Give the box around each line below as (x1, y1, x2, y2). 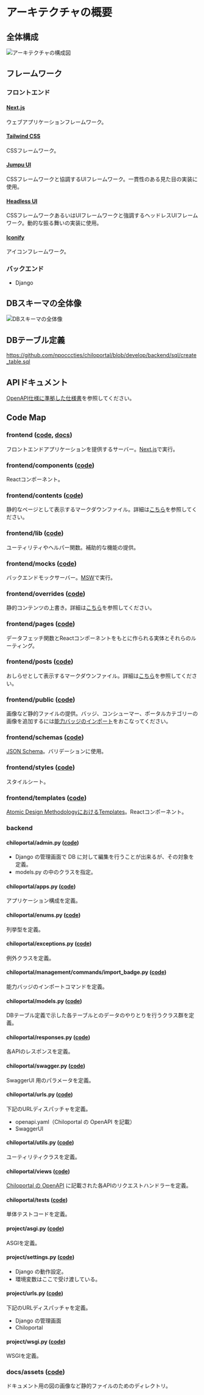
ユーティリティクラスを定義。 (6, 1153, 81, 1160)
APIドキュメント (6, 377, 68, 388)
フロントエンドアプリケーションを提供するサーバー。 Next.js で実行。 (6, 445, 178, 453)
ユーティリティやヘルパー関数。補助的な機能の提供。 (6, 544, 139, 551)
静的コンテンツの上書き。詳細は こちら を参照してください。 (6, 604, 155, 611)
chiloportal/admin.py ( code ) (6, 839, 79, 846)
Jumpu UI (6, 161, 32, 168)
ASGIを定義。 (6, 1239, 41, 1246)
